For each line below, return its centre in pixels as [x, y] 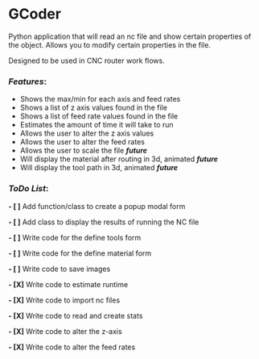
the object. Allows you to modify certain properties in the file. [110, 44]
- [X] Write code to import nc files [64, 300]
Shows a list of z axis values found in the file [93, 108]
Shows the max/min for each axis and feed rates [100, 99]
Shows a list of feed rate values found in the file [99, 116]
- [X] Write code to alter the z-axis [65, 331]
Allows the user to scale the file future [83, 151]
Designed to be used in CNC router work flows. [86, 61]
